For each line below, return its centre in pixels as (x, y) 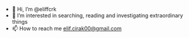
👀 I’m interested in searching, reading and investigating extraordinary (98, 15)
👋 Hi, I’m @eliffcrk (34, 9)
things (20, 22)
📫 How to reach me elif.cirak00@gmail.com (67, 28)
